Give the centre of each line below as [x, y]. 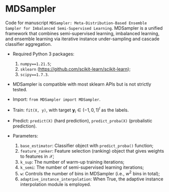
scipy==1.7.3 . [34, 74]
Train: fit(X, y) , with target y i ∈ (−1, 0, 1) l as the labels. [71, 110]
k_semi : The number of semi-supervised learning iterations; [82, 167]
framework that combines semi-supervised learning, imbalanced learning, [82, 33]
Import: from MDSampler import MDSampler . [56, 99]
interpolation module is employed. [55, 184]
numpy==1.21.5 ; [36, 63]
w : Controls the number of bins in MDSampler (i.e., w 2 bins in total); [90, 173]
